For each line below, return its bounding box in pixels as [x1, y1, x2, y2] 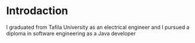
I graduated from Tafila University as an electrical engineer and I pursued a [6, 24, 190, 31]
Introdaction [6, 4, 68, 18]
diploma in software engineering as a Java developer [6, 29, 136, 37]
